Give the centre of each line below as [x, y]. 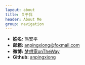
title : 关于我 [19, 15]
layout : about [20, 10]
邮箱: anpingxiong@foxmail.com [46, 45]
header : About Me [24, 19]
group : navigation [25, 24]
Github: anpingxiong [34, 57]
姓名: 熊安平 [25, 39]
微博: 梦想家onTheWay [36, 51]
